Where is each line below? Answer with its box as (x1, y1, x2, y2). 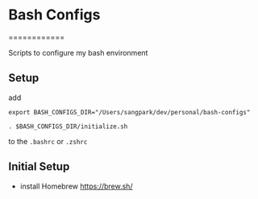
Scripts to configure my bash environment (8, 48, 148, 57)
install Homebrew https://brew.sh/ (19, 181, 133, 191)
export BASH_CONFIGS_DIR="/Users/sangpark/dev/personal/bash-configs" (8, 108, 251, 116)
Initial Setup (8, 160, 70, 174)
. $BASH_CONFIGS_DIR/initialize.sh (8, 122, 128, 131)
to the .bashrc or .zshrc (8, 136, 88, 146)
